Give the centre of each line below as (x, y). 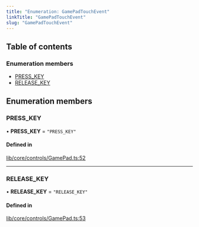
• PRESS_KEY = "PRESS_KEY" (41, 131)
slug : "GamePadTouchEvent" (39, 23)
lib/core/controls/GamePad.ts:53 (46, 218)
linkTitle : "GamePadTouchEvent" (46, 17)
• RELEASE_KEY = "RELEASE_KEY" (47, 192)
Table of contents (39, 47)
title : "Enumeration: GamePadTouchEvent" (58, 12)
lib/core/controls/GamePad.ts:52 (46, 158)
